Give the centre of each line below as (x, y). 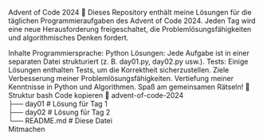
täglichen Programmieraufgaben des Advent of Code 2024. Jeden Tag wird (132, 21)
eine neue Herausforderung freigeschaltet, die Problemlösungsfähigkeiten (130, 29)
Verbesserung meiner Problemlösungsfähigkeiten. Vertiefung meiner (121, 78)
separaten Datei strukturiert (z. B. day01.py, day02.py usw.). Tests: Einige (128, 61)
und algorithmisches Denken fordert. (69, 37)
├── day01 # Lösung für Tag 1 (58, 104)
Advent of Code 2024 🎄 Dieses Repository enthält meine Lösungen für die (130, 12)
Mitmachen (27, 129)
